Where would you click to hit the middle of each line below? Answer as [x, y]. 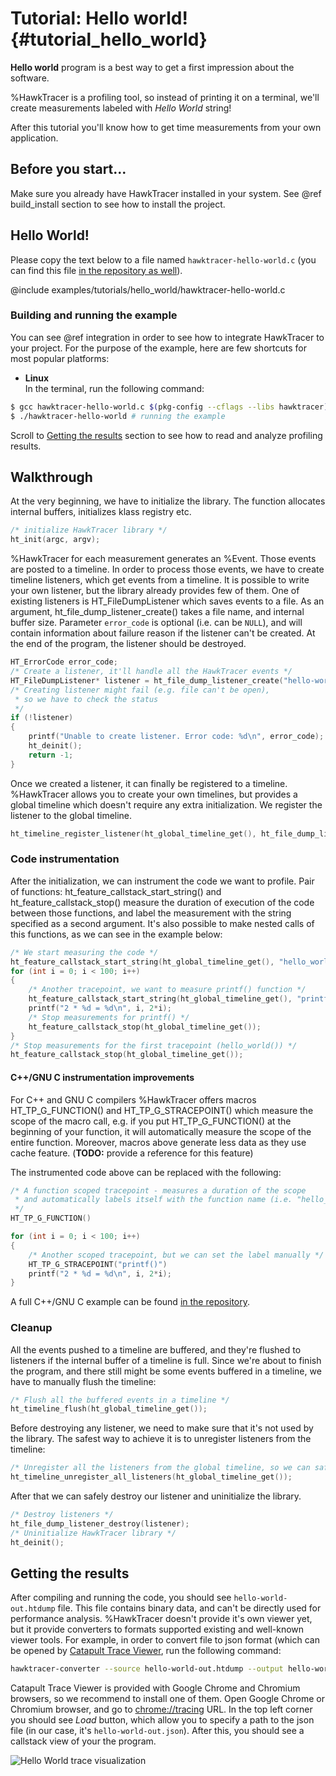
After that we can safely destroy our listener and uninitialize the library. [156, 1496]
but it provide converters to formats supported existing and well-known [157, 1629]
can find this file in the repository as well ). [96, 270]
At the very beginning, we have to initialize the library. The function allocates [168, 501]
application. [34, 138]
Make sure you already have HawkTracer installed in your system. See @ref [166, 193]
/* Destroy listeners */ [62, 1515]
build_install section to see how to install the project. [118, 204]
